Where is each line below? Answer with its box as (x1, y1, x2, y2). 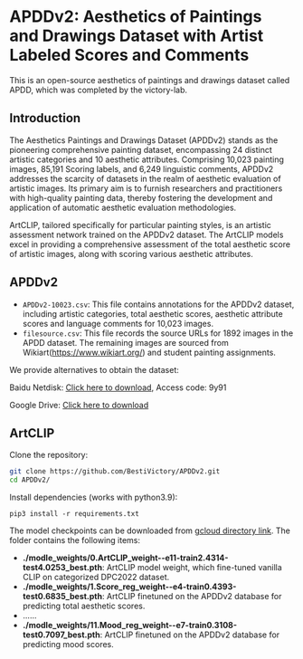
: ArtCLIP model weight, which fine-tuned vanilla (101, 562, 282, 573)
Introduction (9, 110, 81, 126)
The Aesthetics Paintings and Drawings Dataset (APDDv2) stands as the (9, 134, 279, 146)
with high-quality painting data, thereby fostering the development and (9, 192, 273, 203)
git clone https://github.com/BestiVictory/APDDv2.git (9, 467, 221, 476)
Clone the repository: (9, 450, 89, 461)
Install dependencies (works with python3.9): (9, 492, 178, 503)
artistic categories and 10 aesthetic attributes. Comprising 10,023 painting (9, 154, 285, 165)
